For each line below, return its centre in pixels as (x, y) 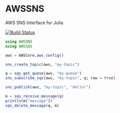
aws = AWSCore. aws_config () (35, 55)
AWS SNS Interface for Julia (34, 23)
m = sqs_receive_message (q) (35, 96)
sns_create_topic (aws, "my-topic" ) (42, 64)
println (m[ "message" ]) (29, 101)
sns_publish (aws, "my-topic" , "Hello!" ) (48, 87)
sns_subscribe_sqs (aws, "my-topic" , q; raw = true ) (60, 78)
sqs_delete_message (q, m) (32, 105)
